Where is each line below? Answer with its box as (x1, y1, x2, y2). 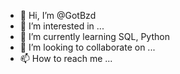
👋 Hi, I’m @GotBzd (19, 10, 97, 21)
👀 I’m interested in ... (19, 20, 105, 32)
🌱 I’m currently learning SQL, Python (19, 31, 170, 42)
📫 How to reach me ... (19, 53, 113, 64)
